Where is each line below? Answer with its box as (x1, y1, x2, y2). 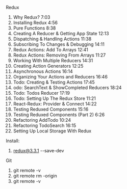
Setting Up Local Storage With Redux (13, 128, 91, 134)
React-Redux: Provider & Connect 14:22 (13, 101, 97, 106)
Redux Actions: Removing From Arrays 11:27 (13, 52, 106, 58)
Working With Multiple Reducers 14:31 (13, 58, 93, 63)
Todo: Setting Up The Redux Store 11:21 (13, 95, 96, 101)
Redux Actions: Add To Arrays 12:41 (13, 47, 88, 52)
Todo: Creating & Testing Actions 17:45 (13, 79, 95, 85)
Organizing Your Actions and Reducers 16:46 (13, 74, 108, 79)
